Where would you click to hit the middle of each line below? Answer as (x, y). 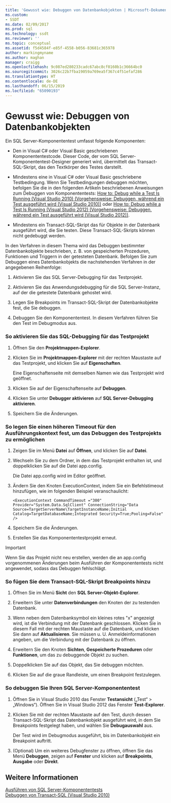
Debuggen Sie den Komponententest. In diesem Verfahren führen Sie (85, 318)
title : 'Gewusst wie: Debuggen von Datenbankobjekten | (66, 10)
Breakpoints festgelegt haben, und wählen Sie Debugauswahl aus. (83, 725)
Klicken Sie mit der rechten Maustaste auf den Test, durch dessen (82, 714)
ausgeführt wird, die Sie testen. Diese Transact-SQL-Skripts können (84, 230)
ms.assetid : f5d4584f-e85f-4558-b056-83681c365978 (60, 48)
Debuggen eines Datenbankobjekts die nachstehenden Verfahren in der (80, 262)
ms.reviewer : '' (22, 39)
